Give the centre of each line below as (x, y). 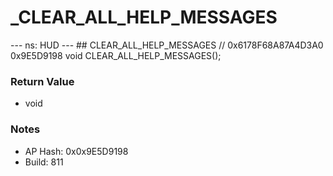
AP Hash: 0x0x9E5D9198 (76, 151)
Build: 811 (44, 162)
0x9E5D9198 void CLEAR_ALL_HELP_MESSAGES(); (116, 55)
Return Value (42, 81)
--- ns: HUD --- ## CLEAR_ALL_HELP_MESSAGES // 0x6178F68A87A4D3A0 (167, 45)
